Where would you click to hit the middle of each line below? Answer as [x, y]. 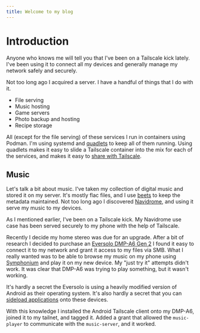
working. [17, 276]
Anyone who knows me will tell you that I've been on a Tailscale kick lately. [98, 58]
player [14, 325]
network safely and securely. [42, 70]
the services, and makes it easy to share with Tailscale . [74, 156]
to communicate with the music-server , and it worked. [90, 324]
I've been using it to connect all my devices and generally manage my [92, 64]
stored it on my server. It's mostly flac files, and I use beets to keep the [93, 195]
